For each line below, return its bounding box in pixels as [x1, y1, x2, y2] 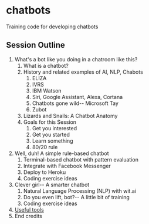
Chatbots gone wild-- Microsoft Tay [32, 100, 119, 107]
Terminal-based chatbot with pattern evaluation [23, 156, 139, 163]
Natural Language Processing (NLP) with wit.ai [23, 187, 137, 195]
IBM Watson [32, 87, 62, 94]
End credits [14, 212, 42, 219]
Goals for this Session [23, 118, 77, 126]
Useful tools [14, 206, 44, 213]
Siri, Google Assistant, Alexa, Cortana [32, 93, 123, 100]
